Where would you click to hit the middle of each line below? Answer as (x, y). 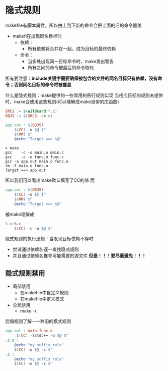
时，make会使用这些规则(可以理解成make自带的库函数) (62, 101)
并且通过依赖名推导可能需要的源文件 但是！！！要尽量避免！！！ (79, 256)
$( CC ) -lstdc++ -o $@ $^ (43, 336)
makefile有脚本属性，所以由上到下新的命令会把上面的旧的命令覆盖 (73, 25)
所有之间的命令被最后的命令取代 (61, 67)
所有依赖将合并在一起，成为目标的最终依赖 (72, 48)
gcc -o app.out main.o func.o (37, 162)
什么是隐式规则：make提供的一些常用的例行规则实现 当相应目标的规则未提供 (84, 95)
